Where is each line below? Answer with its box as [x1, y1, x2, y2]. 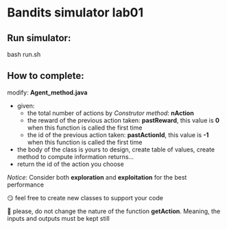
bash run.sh [7, 50, 41, 58]
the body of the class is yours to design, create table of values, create [16, 145, 215, 154]
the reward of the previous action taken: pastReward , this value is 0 [27, 116, 219, 124]
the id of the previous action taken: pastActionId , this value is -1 [27, 130, 209, 138]
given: [16, 101, 35, 110]
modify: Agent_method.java [7, 88, 88, 97]
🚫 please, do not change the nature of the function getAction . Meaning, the [7, 207, 221, 215]
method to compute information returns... [16, 152, 134, 160]
